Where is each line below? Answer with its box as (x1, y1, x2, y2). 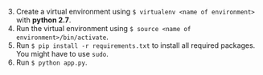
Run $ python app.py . (15, 57, 88, 67)
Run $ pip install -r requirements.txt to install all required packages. (15, 41, 256, 50)
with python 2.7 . (15, 15, 72, 25)
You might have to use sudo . (15, 49, 109, 58)
